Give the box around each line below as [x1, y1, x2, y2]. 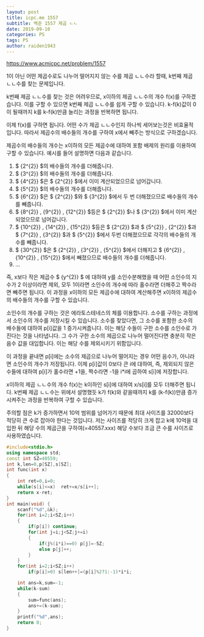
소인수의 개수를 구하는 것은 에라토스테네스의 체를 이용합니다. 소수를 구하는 [6, 309, 182, 316]
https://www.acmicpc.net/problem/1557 [6, 59, 106, 67]
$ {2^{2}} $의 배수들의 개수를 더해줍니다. [15, 162, 114, 170]
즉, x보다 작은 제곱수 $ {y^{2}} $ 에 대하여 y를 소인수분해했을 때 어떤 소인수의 [6, 273, 191, 281]
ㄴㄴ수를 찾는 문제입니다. [6, 80, 65, 87]
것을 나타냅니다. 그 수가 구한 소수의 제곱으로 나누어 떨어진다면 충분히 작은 [22, 332, 197, 339]
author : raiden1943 [6, 43, 56, 49]
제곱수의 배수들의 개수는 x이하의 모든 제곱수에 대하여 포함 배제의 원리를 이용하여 [6, 142, 196, 149]
